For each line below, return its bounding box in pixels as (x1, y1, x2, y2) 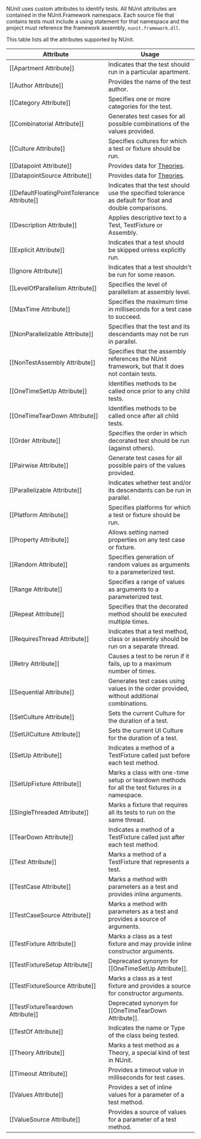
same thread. (108, 816, 145, 824)
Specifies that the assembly (108, 347, 187, 355)
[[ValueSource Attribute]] (9, 1116, 81, 1123)
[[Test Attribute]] (9, 858, 57, 866)
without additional (108, 692, 159, 700)
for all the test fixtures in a (108, 783, 181, 792)
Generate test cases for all (108, 454, 182, 462)
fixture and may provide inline (108, 940, 192, 948)
